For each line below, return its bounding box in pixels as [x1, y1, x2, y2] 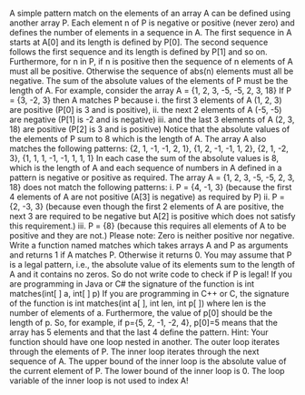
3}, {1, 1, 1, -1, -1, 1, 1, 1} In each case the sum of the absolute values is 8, [9, 153, 280, 163]
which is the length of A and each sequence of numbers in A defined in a [9, 163, 282, 173]
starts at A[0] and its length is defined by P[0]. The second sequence [9, 36, 269, 47]
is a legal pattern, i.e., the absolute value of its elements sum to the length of [9, 259, 295, 269]
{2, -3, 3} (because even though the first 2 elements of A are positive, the [9, 201, 284, 212]
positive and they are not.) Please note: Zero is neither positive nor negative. [9, 230, 295, 240]
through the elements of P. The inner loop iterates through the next [9, 346, 260, 357]
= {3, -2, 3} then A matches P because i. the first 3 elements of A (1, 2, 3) [9, 95, 283, 106]
